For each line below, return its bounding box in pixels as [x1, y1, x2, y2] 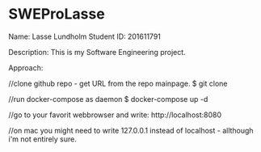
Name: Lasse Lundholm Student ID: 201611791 [8, 32, 162, 41]
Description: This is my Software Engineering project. [8, 47, 186, 57]
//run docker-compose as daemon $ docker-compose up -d [8, 94, 208, 103]
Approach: [8, 62, 44, 73]
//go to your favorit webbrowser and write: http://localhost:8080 [8, 110, 222, 120]
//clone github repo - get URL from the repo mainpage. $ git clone [8, 78, 228, 88]
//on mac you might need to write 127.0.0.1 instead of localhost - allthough [8, 125, 254, 135]
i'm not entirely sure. [8, 134, 77, 144]
